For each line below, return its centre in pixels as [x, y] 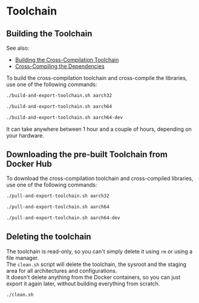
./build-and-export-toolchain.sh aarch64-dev [64, 117]
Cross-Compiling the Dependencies [60, 66]
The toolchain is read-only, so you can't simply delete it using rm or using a [99, 251]
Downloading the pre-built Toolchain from [87, 155]
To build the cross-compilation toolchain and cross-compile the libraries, [97, 78]
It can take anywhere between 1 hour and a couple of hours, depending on [99, 129]
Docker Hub [29, 164]
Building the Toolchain [49, 34]
